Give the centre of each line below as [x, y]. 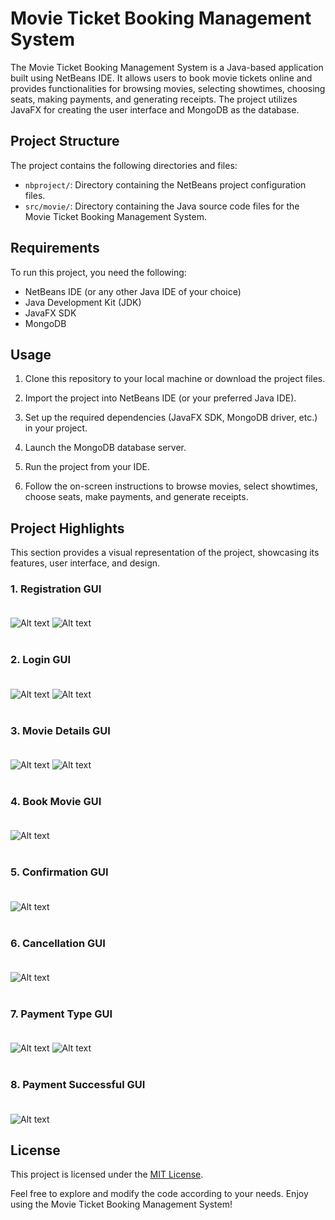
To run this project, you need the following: [98, 272]
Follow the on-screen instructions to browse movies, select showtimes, [171, 486]
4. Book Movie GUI [56, 801]
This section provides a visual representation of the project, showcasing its [165, 553]
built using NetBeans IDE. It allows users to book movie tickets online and [161, 78]
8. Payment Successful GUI [78, 1085]
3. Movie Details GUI [60, 730]
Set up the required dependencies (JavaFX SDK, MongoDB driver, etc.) [171, 418]
